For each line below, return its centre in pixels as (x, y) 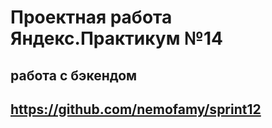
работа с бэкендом (74, 75)
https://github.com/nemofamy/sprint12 (136, 109)
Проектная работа (91, 17)
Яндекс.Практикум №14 (116, 38)
